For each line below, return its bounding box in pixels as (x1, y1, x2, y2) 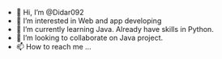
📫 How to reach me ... (15, 42, 92, 51)
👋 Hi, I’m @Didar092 (15, 8, 84, 17)
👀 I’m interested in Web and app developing (15, 16, 162, 26)
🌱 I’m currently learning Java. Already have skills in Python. (15, 25, 215, 33)
